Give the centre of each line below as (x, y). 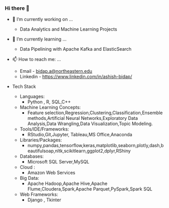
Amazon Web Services (51, 173)
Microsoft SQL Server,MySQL (58, 162)
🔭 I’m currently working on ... (42, 19)
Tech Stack (24, 87)
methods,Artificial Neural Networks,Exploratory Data (83, 118)
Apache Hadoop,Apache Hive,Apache (67, 183)
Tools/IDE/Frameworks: (44, 129)
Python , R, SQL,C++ (49, 102)
